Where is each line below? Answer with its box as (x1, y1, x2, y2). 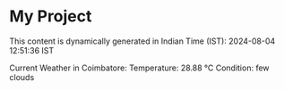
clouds (9, 71, 35, 82)
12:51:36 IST (9, 45, 55, 55)
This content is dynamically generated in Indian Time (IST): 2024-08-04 (9, 36, 276, 46)
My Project (9, 6, 92, 27)
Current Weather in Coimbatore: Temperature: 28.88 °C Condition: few (9, 62, 271, 73)
